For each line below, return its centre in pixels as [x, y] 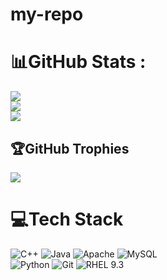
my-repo [47, 14]
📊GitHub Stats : [78, 62]
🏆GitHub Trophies [70, 148]
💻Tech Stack [67, 219]
